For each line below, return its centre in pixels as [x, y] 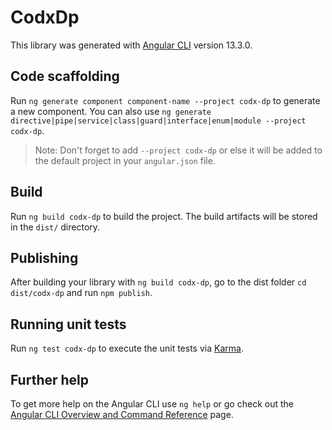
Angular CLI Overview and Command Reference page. [122, 414]
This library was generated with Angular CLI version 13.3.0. [131, 45]
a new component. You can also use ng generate [111, 111]
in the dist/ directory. [55, 227]
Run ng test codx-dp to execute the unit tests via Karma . [127, 348]
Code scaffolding [65, 76]
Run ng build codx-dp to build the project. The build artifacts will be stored [164, 216]
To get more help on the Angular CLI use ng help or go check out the [152, 404]
